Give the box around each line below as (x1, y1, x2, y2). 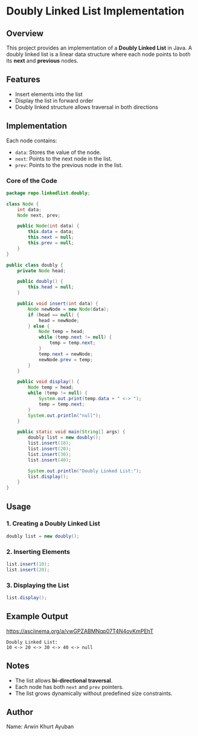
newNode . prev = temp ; (38, 357, 94, 363)
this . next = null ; (28, 234, 74, 241)
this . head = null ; (28, 284, 74, 290)
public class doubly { (6, 262, 63, 268)
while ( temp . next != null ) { (38, 334, 112, 340)
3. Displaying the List (6, 581, 69, 589)
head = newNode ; (38, 317, 80, 323)
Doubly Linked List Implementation (6, 4, 185, 18)
